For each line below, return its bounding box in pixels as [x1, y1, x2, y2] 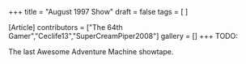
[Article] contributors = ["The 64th [8, 23, 123, 32]
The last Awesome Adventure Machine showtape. [8, 47, 174, 56]
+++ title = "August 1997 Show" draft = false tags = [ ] [8, 7, 189, 16]
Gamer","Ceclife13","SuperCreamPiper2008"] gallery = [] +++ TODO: [8, 32, 239, 41]
